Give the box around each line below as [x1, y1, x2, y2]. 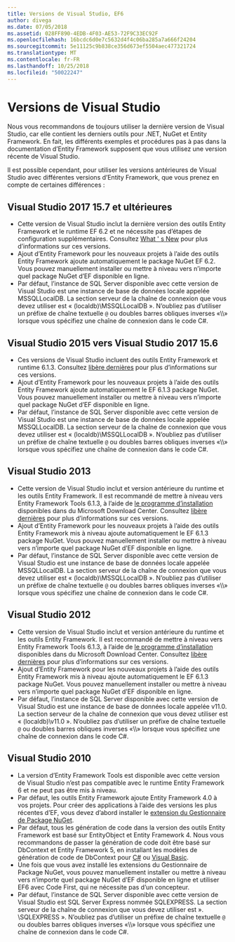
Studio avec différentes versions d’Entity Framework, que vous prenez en [7, 173, 220, 182]
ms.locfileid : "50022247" [7, 69, 83, 76]
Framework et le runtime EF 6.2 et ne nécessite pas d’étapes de [17, 227, 202, 236]
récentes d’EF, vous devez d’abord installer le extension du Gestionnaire [17, 808, 227, 816]
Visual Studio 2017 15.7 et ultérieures [7, 201, 173, 213]
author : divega [7, 17, 52, 24]
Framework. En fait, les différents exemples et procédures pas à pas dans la [7, 138, 227, 146]
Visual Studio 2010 [7, 752, 91, 764]
